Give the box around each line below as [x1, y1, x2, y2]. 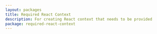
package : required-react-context [5, 21, 76, 26]
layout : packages [5, 7, 42, 12]
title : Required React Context [5, 12, 71, 17]
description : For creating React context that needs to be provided [5, 16, 152, 21]
